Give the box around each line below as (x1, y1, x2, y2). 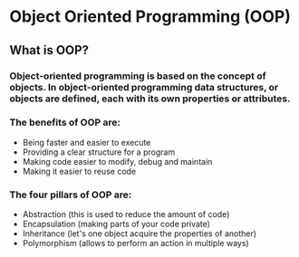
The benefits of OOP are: (9, 116, 121, 128)
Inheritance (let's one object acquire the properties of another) (22, 228, 256, 239)
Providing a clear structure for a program (22, 147, 176, 157)
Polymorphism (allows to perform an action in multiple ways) (22, 238, 249, 249)
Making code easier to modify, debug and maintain (22, 156, 213, 167)
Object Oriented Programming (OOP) (9, 6, 292, 27)
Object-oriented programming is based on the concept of (9, 70, 266, 82)
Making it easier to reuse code (22, 166, 137, 176)
